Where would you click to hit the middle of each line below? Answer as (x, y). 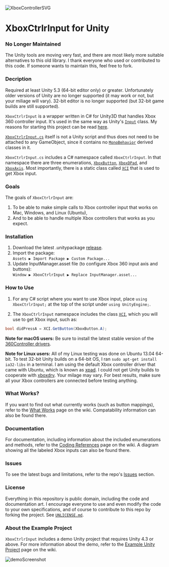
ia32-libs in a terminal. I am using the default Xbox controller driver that (80, 364)
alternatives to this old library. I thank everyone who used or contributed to (83, 60)
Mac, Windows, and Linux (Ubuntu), (50, 213)
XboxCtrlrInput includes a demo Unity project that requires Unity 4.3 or (79, 539)
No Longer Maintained (33, 44)
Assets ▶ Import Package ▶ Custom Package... (61, 259)
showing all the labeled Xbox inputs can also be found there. (68, 450)
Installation (19, 237)
